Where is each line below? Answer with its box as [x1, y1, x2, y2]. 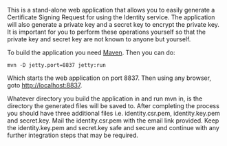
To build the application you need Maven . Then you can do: [7, 48, 175, 56]
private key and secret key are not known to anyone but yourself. [7, 35, 191, 43]
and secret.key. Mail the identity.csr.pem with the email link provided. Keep [7, 116, 219, 125]
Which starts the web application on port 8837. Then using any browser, [7, 74, 212, 82]
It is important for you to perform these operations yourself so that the [7, 28, 206, 36]
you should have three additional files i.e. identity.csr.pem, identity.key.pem [7, 109, 220, 117]
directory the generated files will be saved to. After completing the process [7, 102, 220, 109]
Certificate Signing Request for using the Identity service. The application [7, 13, 215, 21]
